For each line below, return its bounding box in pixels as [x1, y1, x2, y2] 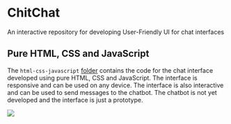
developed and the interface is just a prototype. [7, 96, 143, 104]
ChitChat [7, 5, 61, 21]
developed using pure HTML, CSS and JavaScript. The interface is [7, 73, 198, 82]
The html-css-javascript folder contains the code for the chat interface [7, 66, 214, 74]
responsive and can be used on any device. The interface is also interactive [7, 81, 224, 89]
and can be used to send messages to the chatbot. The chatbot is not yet [7, 88, 217, 96]
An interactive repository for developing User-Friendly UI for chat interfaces [7, 28, 225, 36]
